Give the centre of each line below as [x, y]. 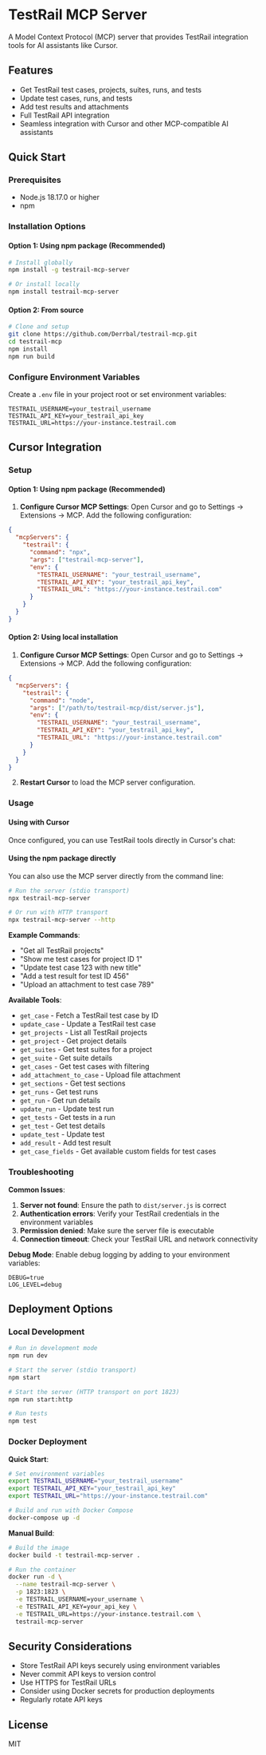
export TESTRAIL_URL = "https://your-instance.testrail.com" [108, 1496]
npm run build [32, 356]
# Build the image [39, 1547]
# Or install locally [44, 284]
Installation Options [47, 227]
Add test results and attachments [74, 106]
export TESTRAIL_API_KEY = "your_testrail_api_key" [92, 1489]
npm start [25, 1377]
